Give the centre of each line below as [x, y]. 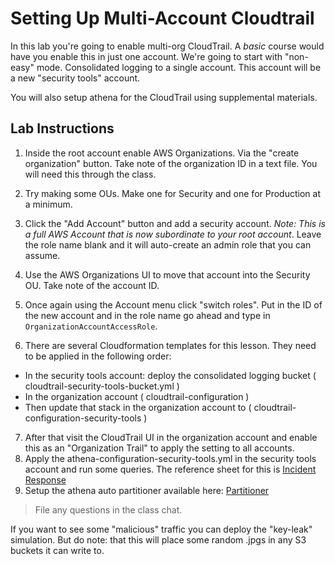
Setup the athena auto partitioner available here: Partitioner [147, 490]
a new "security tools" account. [75, 78]
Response [45, 479]
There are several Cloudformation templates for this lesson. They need [170, 345]
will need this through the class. [90, 174]
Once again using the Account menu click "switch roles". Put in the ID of [173, 304]
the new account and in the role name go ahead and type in [147, 315]
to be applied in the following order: [98, 356]
